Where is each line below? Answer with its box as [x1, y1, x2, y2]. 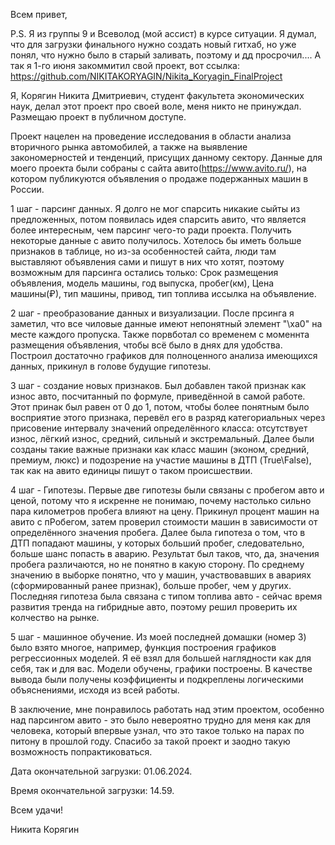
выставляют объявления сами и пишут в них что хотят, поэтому [10, 256, 285, 268]
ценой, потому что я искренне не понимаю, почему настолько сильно [10, 495, 312, 506]
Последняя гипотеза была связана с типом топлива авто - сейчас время [10, 590, 323, 602]
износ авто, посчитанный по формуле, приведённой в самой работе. [10, 390, 306, 402]
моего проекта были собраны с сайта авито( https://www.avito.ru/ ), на [10, 162, 307, 174]
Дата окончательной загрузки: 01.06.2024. [10, 765, 193, 777]
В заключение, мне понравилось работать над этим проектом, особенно [10, 704, 325, 715]
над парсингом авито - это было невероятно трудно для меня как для [10, 714, 311, 726]
